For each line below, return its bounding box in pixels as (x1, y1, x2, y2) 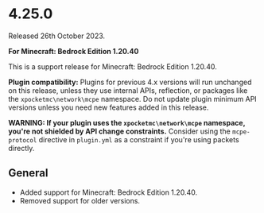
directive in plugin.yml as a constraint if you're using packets (38, 134, 240, 144)
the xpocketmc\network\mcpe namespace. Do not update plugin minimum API (8, 94, 257, 103)
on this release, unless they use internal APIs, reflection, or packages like (8, 85, 248, 95)
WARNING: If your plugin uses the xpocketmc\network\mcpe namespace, (8, 118, 246, 127)
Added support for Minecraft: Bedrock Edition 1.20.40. (19, 188, 197, 197)
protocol (8, 136, 37, 144)
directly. (8, 143, 35, 153)
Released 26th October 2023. (8, 31, 106, 41)
